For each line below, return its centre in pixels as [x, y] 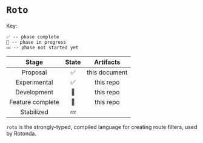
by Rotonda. [21, 133]
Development [34, 92]
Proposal [34, 72]
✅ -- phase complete [33, 37]
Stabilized [34, 112]
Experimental [34, 82]
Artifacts [107, 62]
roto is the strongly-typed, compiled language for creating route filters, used [102, 127]
